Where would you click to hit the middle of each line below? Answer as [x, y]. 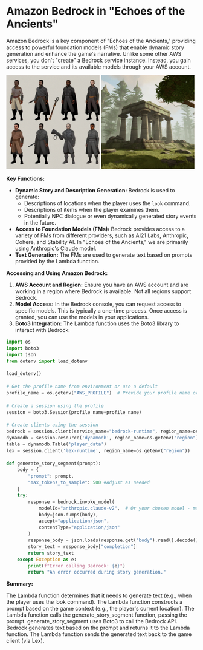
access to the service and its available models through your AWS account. [99, 66]
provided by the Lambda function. [57, 261]
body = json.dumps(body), [68, 515]
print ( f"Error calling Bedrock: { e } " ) [77, 566]
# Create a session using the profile [55, 406]
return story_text [51, 553]
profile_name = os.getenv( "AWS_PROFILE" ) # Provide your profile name [98, 393]
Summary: [20, 584]
